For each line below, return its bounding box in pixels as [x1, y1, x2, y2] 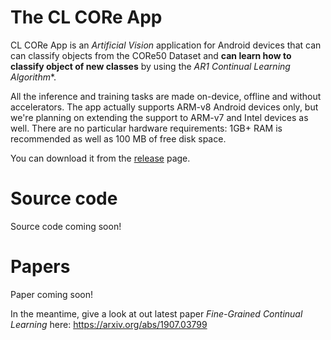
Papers [10, 256, 71, 278]
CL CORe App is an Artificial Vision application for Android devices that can [10, 39, 322, 51]
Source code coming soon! [10, 220, 122, 232]
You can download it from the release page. [10, 152, 191, 164]
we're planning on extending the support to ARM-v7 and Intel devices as [10, 111, 309, 123]
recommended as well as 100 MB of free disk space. [10, 132, 227, 145]
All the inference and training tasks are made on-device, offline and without [10, 90, 322, 102]
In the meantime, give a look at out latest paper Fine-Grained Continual [10, 307, 303, 320]
